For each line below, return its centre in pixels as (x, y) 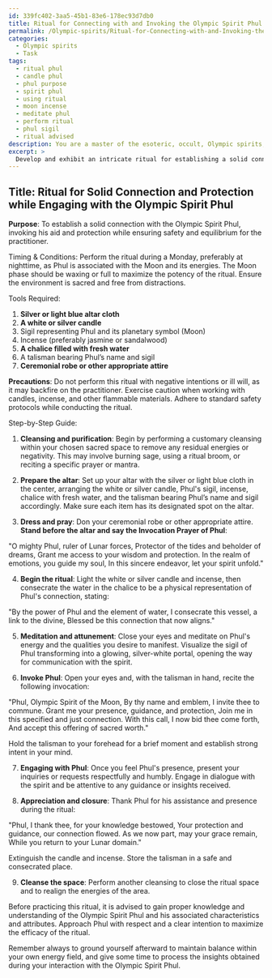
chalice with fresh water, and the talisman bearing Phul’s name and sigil (139, 498)
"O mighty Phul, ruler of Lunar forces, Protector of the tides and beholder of (135, 546)
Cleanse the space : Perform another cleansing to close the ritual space (140, 882)
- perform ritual (45, 122)
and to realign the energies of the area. (85, 891)
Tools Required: (34, 299)
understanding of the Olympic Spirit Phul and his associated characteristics (134, 916)
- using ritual (41, 99)
